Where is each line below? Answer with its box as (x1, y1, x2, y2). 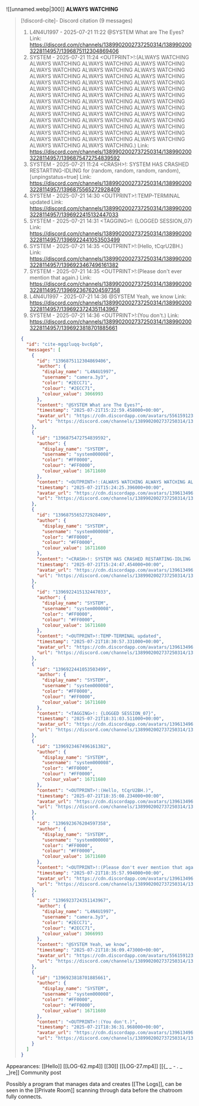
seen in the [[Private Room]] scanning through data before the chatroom (6, 1086, 182, 1094)
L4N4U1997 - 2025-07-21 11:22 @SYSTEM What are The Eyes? (29, 28, 184, 36)
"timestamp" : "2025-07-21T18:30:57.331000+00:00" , (36, 639, 165, 645)
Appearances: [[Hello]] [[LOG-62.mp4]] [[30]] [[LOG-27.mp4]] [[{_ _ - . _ (6, 1062, 182, 1069)
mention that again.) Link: (29, 274, 92, 281)
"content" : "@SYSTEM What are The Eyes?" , (36, 402, 143, 408)
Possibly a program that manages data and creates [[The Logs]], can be (6, 1080, 182, 1087)
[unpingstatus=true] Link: (29, 174, 92, 180)
